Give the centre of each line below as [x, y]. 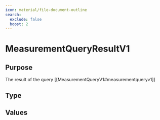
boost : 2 [19, 24]
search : [13, 15]
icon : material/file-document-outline [46, 10]
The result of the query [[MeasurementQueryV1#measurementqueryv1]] [80, 80]
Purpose [19, 67]
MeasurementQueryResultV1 [68, 49]
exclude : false [26, 19]
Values [16, 113]
